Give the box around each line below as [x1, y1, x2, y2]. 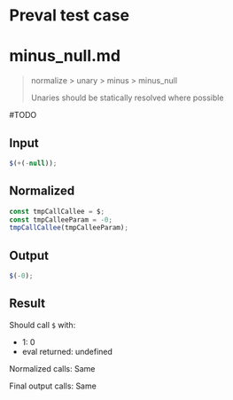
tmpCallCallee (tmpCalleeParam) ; [9, 224, 128, 232]
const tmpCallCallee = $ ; [9, 207, 105, 216]
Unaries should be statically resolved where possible [30, 92, 224, 103]
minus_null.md [9, 46, 121, 67]
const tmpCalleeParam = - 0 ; [9, 215, 113, 224]
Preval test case [9, 5, 130, 26]
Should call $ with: [9, 319, 76, 330]
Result [9, 296, 46, 311]
